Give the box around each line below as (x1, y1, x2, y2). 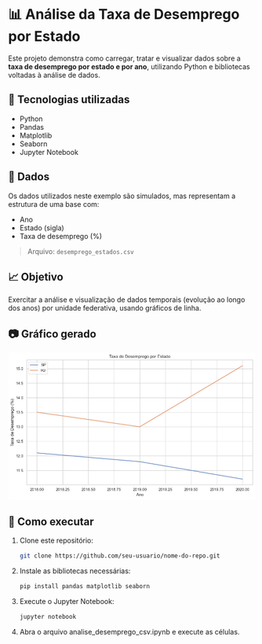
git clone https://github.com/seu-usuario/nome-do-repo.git (19, 552, 220, 560)
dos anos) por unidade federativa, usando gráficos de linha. (8, 304, 202, 313)
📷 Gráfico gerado (8, 327, 96, 340)
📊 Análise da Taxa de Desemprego (8, 6, 240, 24)
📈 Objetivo (8, 270, 64, 283)
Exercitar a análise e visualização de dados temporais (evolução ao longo (8, 295, 246, 304)
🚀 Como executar (8, 515, 94, 528)
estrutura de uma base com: (8, 199, 100, 208)
